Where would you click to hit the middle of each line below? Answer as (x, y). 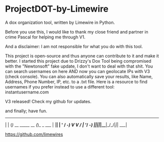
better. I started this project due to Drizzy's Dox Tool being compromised (78, 61)
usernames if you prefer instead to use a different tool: (60, 87)
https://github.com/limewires (34, 134)
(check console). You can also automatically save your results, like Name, (79, 76)
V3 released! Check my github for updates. (48, 101)
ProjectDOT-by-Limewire (57, 9)
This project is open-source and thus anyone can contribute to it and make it (82, 56)
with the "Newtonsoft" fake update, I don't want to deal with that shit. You (79, 66)
